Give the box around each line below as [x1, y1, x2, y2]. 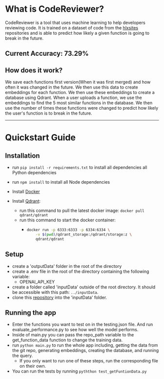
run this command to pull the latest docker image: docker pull [19, 208, 145, 213]
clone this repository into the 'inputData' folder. [12, 294, 107, 300]
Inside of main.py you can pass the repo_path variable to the [12, 332, 134, 338]
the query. [12, 353, 33, 358]
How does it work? [5, 66, 63, 74]
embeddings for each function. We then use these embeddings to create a [5, 90, 155, 95]
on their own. [19, 363, 46, 369]
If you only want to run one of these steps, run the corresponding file [19, 358, 159, 364]
